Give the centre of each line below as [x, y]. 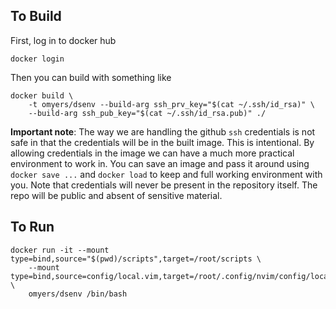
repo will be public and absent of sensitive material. [116, 195]
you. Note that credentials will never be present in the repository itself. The [164, 185]
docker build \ [42, 95]
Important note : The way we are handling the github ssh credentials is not [163, 131]
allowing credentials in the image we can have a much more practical [152, 153]
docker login [37, 59]
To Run [32, 227]
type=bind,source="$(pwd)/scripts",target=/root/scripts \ [136, 259]
